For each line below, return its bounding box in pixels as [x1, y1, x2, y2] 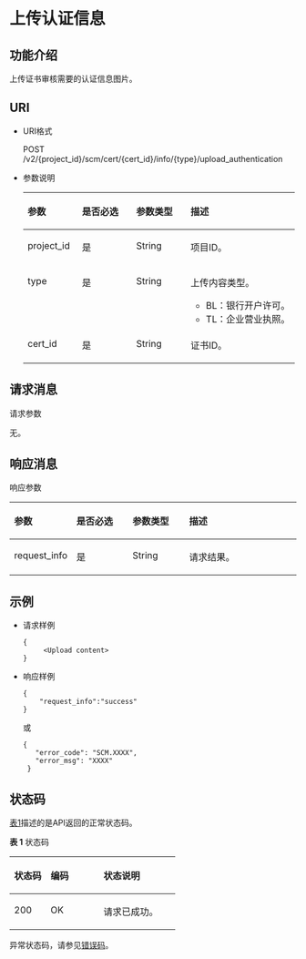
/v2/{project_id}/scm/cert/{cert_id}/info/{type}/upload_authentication [22, 153, 283, 164]
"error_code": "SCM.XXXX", [35, 749, 138, 758]
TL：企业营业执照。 [206, 312, 291, 325]
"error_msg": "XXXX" [35, 757, 114, 766]
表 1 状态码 [9, 837, 50, 848]
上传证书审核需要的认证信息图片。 [9, 74, 138, 84]
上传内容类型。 [189, 276, 255, 289]
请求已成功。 [103, 905, 159, 918]
